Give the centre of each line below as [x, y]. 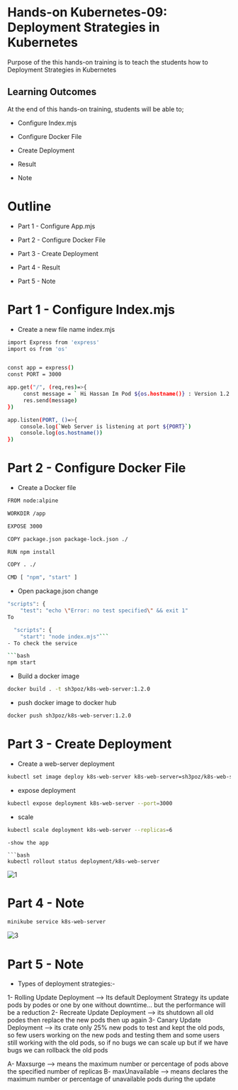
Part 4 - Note [46, 903]
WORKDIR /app [27, 513]
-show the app [28, 842]
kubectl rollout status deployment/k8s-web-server [84, 861]
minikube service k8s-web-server [57, 922]
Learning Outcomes [52, 92]
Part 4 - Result [39, 267]
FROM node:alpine [33, 501]
